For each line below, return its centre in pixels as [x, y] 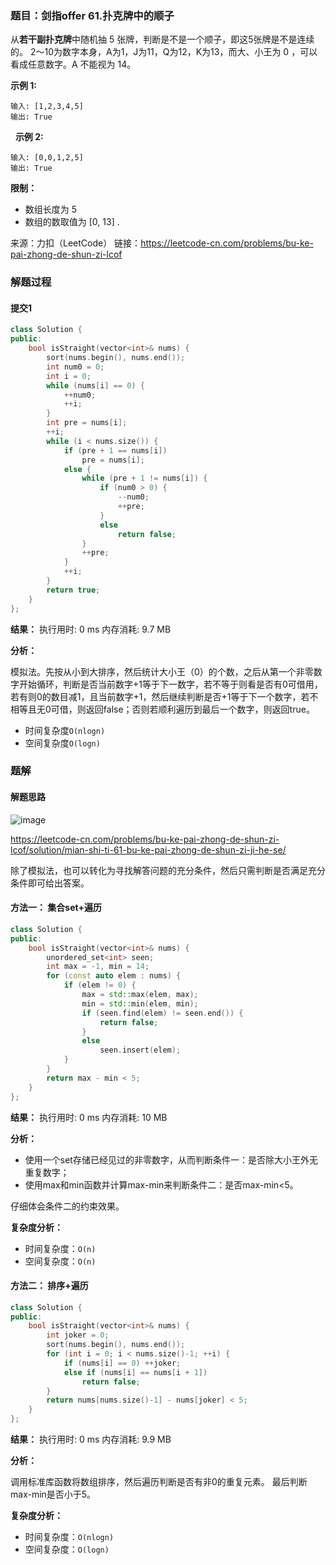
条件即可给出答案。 [50, 883]
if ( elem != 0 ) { [100, 985]
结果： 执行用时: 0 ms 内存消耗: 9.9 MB [91, 1439]
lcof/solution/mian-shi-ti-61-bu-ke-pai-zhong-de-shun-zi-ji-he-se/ [148, 849]
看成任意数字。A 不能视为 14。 [73, 64]
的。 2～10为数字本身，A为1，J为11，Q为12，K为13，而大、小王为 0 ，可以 [164, 52]
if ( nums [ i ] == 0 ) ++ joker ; [122, 1363]
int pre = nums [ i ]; [87, 423]
